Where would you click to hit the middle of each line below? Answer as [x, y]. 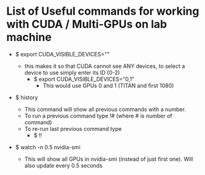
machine [29, 37]
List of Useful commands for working [103, 11]
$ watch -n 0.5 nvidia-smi [48, 147]
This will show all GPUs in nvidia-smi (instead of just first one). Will [109, 159]
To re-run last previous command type [73, 128]
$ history [26, 97]
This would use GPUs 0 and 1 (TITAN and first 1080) [108, 85]
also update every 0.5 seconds [64, 165]
